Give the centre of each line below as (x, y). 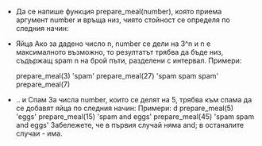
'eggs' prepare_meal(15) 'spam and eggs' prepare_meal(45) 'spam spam (135, 117)
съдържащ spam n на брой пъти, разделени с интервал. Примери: (129, 60)
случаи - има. (39, 133)
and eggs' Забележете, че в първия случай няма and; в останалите (130, 125)
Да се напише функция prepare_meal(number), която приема (119, 12)
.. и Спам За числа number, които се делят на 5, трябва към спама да (134, 100)
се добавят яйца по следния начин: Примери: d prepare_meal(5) (125, 108)
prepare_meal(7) (43, 84)
